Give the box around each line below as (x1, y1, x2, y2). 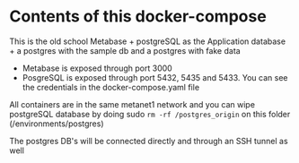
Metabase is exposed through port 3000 (22, 63, 172, 73)
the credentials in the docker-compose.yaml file (22, 81, 200, 92)
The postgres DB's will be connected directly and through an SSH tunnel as (9, 135, 289, 146)
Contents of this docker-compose (9, 6, 267, 27)
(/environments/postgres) (9, 118, 104, 129)
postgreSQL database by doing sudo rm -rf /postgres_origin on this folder (9, 108, 291, 119)
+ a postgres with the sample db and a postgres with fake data (9, 45, 241, 56)
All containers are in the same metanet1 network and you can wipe (9, 99, 256, 109)
